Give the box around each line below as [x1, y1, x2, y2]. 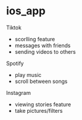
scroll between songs [14, 78, 68, 85]
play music [14, 71, 42, 78]
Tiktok [6, 24, 22, 31]
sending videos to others [14, 48, 76, 55]
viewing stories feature [14, 100, 71, 108]
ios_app [6, 4, 46, 18]
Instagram [6, 89, 31, 96]
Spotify [6, 60, 24, 67]
